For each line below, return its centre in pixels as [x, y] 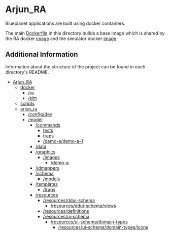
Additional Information [42, 54]
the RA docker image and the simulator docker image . [61, 38]
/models [52, 179]
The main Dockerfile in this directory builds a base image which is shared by [85, 33]
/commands [48, 125]
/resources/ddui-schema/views [83, 206]
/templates [46, 184]
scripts [27, 103]
